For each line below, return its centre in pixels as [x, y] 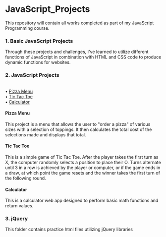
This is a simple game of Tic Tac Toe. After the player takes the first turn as [82, 157]
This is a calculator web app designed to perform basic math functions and [82, 201]
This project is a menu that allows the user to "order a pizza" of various [78, 124]
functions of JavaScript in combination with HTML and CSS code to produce [83, 57]
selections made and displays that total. [46, 134]
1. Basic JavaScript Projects [39, 41]
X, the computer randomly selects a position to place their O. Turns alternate [83, 162]
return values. [19, 206]
